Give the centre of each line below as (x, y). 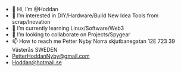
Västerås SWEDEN (35, 50)
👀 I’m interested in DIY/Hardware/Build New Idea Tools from (85, 15)
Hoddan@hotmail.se (37, 62)
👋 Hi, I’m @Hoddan (35, 9)
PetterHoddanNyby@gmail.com (51, 56)
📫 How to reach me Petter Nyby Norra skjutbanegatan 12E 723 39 (93, 41)
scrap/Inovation (31, 22)
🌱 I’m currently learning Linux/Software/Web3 (68, 28)
